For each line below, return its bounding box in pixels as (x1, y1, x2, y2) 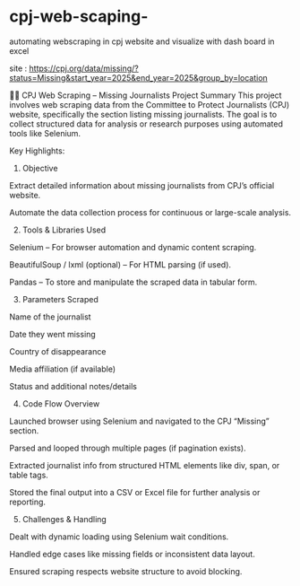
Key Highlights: (9, 145, 65, 156)
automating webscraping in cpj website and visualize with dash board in (9, 36, 275, 47)
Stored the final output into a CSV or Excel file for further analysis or (9, 486, 261, 497)
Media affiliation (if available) (9, 363, 116, 374)
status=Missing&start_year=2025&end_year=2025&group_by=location (9, 72, 269, 83)
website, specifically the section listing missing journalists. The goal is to (9, 109, 278, 119)
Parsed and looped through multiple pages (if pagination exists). (9, 442, 246, 453)
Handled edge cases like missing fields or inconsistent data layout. (9, 548, 255, 559)
